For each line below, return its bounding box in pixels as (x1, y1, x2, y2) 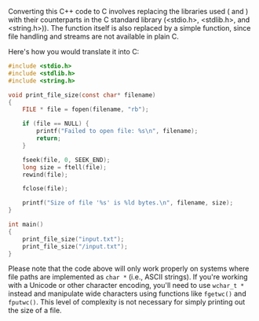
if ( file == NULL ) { (22, 120, 89, 128)
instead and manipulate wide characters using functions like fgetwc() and (8, 289, 246, 298)
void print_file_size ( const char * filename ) (8, 90, 156, 99)
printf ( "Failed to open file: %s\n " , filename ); (36, 127, 199, 135)
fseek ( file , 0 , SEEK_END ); (22, 156, 111, 164)
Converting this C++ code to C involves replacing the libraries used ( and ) (8, 7, 249, 16)
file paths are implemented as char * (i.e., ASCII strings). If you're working (8, 272, 249, 282)
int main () (8, 220, 44, 228)
